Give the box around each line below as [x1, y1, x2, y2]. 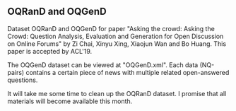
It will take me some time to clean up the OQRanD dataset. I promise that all [7, 89, 227, 98]
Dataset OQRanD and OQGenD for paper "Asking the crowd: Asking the [7, 24, 216, 33]
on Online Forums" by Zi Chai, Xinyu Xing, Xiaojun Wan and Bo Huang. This [7, 39, 227, 48]
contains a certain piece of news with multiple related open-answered [25, 68, 230, 76]
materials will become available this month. [7, 97, 133, 105]
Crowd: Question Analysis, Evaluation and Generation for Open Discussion [7, 32, 224, 40]
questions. [7, 76, 38, 84]
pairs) [7, 68, 25, 76]
